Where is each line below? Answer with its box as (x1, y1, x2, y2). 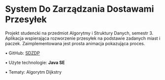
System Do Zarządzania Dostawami (5, 3, 154, 15)
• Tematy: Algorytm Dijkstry (5, 69, 62, 75)
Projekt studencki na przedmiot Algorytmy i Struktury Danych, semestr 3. (5, 30, 154, 36)
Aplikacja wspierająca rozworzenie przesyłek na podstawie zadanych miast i (5, 35, 161, 41)
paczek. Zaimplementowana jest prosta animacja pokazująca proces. (5, 40, 145, 46)
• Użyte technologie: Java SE (5, 59, 65, 65)
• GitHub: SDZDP (5, 50, 40, 56)
